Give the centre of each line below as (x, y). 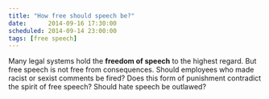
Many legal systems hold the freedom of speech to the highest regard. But (132, 61)
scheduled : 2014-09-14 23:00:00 (62, 31)
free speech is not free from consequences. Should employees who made (131, 70)
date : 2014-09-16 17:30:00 (62, 23)
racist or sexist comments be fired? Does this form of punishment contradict (135, 78)
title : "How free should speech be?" (72, 16)
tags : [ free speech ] (43, 38)
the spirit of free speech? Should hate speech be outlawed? (108, 87)
